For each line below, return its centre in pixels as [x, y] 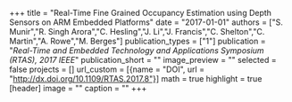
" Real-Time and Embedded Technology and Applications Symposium [137, 51]
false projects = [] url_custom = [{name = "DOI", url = [107, 69]
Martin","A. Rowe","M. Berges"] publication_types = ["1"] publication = [138, 41]
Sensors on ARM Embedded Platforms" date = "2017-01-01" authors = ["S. [146, 22]
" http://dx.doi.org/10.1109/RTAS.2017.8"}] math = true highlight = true [136, 78]
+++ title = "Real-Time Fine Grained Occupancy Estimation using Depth [141, 13]
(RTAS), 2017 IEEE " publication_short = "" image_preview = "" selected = [143, 60]
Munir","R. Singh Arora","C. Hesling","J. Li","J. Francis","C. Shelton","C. [137, 31]
